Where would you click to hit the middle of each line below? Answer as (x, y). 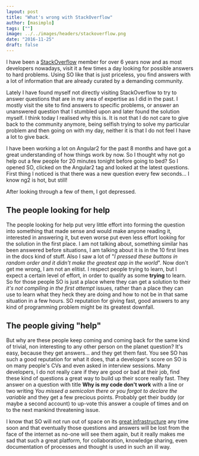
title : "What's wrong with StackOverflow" (59, 17)
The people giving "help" (54, 326)
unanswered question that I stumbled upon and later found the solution (93, 111)
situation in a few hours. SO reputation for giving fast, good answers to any (98, 300)
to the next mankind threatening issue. (53, 410)
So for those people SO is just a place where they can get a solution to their (99, 281)
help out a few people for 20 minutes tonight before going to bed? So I (92, 161)
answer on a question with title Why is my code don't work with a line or (95, 384)
